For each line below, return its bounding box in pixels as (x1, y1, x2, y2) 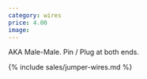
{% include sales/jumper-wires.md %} (8, 63, 133, 72)
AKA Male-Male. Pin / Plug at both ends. (8, 48, 140, 57)
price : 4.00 (8, 19, 47, 27)
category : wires (8, 11, 62, 20)
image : (8, 26, 30, 34)
